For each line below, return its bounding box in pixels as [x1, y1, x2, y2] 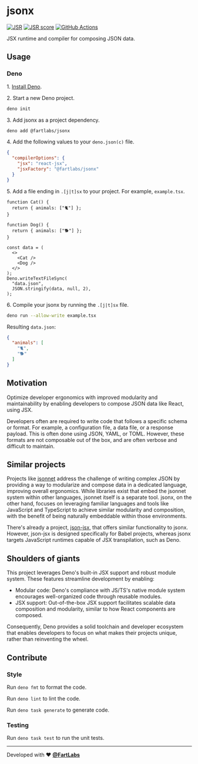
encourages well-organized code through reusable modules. [15, 593, 162, 600]
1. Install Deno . [6, 83, 42, 90]
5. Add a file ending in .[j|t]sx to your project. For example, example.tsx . [6, 187, 185, 195]
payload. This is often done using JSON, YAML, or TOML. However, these [6, 430, 184, 437]
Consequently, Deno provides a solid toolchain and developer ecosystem [6, 623, 184, 630]
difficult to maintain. [6, 443, 55, 450]
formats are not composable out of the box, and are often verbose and [6, 436, 177, 443]
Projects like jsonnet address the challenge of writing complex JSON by [6, 475, 180, 482]
